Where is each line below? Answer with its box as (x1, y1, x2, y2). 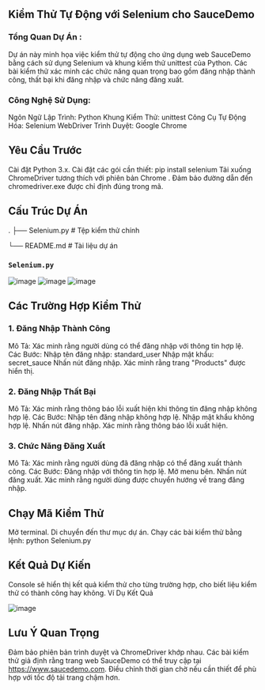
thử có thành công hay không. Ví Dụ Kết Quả (8, 588, 153, 598)
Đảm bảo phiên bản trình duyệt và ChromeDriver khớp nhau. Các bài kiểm (8, 647, 249, 657)
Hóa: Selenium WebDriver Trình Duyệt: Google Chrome (8, 120, 187, 130)
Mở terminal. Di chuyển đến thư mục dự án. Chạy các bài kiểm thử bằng (8, 527, 243, 537)
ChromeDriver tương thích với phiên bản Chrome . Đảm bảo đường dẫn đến (8, 173, 253, 183)
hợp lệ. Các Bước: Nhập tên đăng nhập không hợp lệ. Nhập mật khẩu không (8, 412, 255, 421)
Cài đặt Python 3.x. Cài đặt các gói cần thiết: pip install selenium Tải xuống (8, 164, 252, 174)
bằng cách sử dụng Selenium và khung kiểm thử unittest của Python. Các (8, 58, 248, 67)
